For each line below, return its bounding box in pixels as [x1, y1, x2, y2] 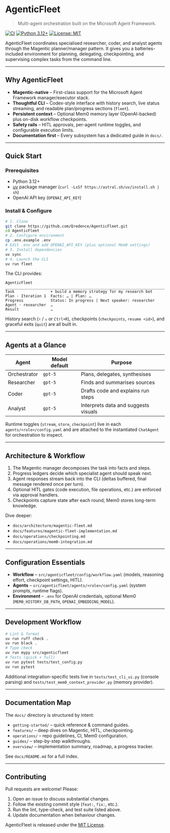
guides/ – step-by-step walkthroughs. [12, 738, 92, 744]
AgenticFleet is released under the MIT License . [5, 822, 105, 828]
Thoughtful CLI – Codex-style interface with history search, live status [12, 100, 160, 106]
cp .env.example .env [5, 238, 51, 243]
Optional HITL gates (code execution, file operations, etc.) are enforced [12, 486, 161, 493]
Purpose [111, 359, 133, 366]
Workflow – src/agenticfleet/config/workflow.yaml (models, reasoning [12, 571, 164, 577]
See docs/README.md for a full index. [5, 753, 79, 759]
